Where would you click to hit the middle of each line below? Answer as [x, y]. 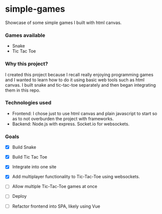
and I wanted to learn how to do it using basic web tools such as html [75, 80]
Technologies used [28, 103]
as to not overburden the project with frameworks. [63, 119]
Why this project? [26, 64]
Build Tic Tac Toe [30, 157]
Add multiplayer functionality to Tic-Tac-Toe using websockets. [76, 177]
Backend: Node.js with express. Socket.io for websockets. [71, 124]
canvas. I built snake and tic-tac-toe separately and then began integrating [81, 85]
